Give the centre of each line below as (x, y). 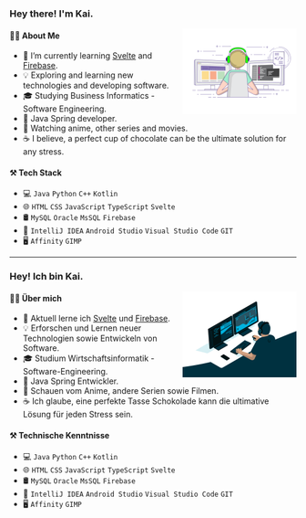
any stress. (43, 152)
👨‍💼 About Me (35, 36)
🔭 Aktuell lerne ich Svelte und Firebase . (97, 319)
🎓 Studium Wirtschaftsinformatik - (88, 358)
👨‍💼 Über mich (36, 298)
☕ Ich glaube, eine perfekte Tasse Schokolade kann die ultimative (146, 401)
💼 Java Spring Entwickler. (71, 381)
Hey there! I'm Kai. (51, 14)
